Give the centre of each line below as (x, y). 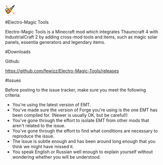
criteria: (13, 95)
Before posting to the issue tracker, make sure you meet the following (76, 90)
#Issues (13, 80)
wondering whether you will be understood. (56, 157)
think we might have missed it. (43, 147)
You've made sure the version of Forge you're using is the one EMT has (85, 110)
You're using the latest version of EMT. (51, 105)
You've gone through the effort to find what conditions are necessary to (85, 131)
